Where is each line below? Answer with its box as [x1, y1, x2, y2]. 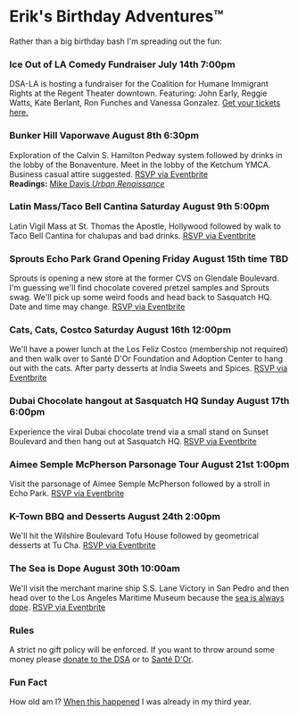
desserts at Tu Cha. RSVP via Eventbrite [9, 540, 156, 551]
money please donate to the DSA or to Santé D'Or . [9, 653, 194, 664]
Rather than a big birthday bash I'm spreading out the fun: [9, 36, 222, 46]
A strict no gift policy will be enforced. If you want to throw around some [9, 644, 275, 654]
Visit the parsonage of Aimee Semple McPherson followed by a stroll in [9, 478, 270, 489]
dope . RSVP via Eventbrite [9, 602, 106, 612]
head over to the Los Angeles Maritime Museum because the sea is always [9, 592, 285, 602]
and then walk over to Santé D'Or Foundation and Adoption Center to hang [9, 353, 284, 364]
